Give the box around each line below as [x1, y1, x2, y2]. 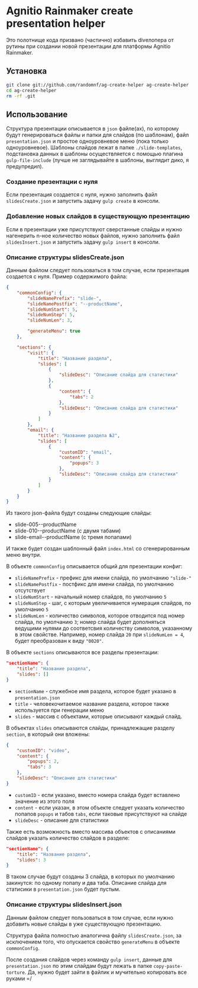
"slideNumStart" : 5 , [27, 307, 78, 313]
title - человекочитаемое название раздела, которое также [14, 700, 170, 707]
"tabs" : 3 [27, 764, 51, 770]
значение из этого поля [14, 798, 75, 805]
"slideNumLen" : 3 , [27, 317, 73, 324]
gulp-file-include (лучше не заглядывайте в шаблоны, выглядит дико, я [6, 157, 189, 164]
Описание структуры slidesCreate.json [6, 253, 125, 262]
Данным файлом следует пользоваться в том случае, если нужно [6, 914, 173, 921]
